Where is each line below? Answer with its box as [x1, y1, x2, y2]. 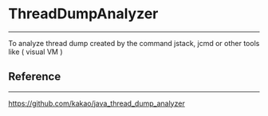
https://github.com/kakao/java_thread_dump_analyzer [8, 99, 185, 108]
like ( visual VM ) [8, 47, 63, 56]
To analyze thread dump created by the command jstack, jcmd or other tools [8, 38, 260, 48]
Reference [8, 70, 61, 83]
